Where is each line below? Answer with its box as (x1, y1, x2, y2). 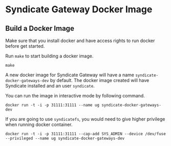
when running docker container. (5, 121, 73, 128)
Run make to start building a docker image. (5, 53, 94, 59)
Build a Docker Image (5, 24, 74, 33)
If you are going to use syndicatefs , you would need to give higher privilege (5, 116, 165, 122)
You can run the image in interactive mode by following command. (5, 93, 145, 98)
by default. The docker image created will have (50, 77, 149, 83)
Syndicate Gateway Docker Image (5, 4, 153, 15)
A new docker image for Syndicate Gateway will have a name (5, 72, 135, 78)
